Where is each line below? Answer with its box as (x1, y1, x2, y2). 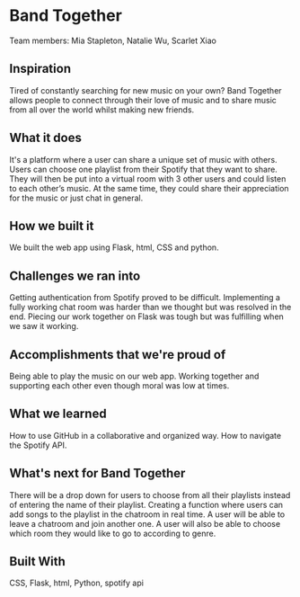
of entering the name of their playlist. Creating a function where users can (9, 499, 284, 510)
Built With (9, 554, 66, 569)
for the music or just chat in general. (9, 192, 144, 203)
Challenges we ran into (9, 268, 141, 283)
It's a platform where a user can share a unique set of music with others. (9, 154, 278, 165)
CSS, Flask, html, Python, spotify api (9, 577, 144, 589)
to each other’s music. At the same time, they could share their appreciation (9, 183, 289, 193)
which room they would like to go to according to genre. (9, 528, 216, 539)
